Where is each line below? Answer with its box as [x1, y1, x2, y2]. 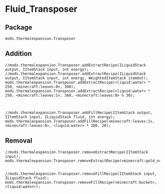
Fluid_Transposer [5, 3, 78, 15]
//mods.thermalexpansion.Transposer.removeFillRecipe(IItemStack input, [5, 171, 157, 176]
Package [5, 23, 33, 32]
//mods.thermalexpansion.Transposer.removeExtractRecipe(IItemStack [5, 150, 148, 155]
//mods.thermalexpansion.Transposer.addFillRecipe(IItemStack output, [5, 110, 153, 115]
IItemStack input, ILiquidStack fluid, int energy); [5, 115, 115, 119]
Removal [5, 137, 32, 145]
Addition [5, 49, 32, 58]
